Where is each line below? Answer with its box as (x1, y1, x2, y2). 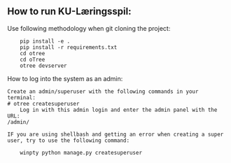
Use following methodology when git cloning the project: (7, 24, 171, 32)
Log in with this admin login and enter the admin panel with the (20, 106, 218, 113)
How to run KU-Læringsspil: (7, 6, 132, 17)
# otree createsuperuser (7, 100, 80, 107)
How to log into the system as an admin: (7, 74, 123, 83)
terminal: (7, 94, 36, 101)
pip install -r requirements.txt (20, 43, 118, 51)
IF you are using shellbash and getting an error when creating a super (7, 131, 224, 138)
